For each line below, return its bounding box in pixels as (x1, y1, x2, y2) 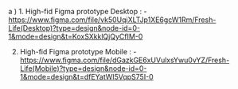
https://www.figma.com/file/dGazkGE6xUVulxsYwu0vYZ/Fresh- (19, 55, 230, 65)
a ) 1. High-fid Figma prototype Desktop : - (8, 7, 147, 16)
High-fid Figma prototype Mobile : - (19, 47, 137, 56)
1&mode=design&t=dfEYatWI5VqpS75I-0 (19, 72, 154, 81)
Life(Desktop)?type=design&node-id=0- (8, 24, 141, 32)
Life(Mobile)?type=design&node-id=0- (19, 64, 147, 73)
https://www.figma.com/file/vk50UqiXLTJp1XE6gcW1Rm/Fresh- (8, 15, 217, 24)
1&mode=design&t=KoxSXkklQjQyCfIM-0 (8, 32, 143, 41)
